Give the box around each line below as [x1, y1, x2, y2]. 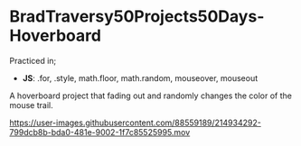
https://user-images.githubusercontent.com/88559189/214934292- [9, 117, 262, 128]
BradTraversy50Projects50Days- [9, 6, 265, 27]
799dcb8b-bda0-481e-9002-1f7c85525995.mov [9, 126, 191, 137]
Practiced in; [9, 55, 57, 66]
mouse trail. [9, 99, 53, 110]
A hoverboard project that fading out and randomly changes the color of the [9, 90, 292, 101]
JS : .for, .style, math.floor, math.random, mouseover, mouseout [22, 72, 259, 83]
